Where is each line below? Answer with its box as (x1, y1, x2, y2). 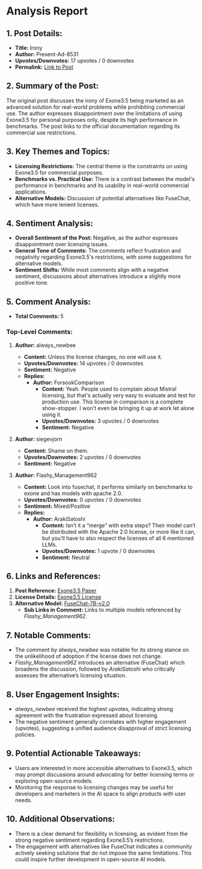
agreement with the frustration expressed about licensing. (14, 712, 159, 719)
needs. (14, 796, 32, 803)
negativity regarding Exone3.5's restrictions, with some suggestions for (14, 253, 192, 261)
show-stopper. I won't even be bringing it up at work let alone (41, 404, 194, 411)
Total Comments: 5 (14, 312, 64, 320)
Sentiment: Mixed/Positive (23, 502, 91, 510)
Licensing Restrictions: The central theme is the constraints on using (14, 162, 188, 169)
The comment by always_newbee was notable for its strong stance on (14, 646, 189, 654)
